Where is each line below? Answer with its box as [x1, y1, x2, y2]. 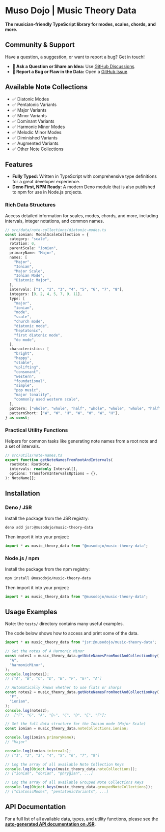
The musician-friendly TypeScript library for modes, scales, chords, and [5, 21, 156, 27]
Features [5, 160, 33, 168]
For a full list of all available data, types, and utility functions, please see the [5, 816, 159, 822]
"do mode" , [14, 337, 36, 342]
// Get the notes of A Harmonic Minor [5, 649, 84, 654]
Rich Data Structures [5, 201, 56, 208]
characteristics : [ [9, 346, 50, 352]
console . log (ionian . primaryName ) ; [5, 735, 76, 740]
